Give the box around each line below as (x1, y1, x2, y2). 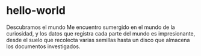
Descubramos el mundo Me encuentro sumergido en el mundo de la (6, 23, 176, 31)
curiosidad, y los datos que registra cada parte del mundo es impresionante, (6, 30, 196, 37)
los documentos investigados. (6, 43, 81, 50)
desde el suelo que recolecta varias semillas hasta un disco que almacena (6, 36, 190, 43)
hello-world (6, 4, 66, 17)
